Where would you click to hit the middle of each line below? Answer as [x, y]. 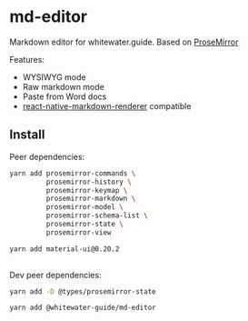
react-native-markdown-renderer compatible [107, 105]
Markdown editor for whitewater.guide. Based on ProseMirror [124, 42]
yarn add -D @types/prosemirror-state [83, 291]
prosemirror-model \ [85, 207]
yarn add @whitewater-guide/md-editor [83, 308]
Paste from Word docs [64, 96]
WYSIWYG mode [54, 77]
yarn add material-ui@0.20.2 [64, 249]
